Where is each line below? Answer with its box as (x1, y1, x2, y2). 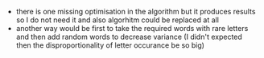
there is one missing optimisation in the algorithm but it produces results (15, 7, 256, 16)
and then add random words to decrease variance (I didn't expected (15, 32, 243, 41)
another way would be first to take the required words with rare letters (15, 24, 249, 33)
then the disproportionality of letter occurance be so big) (15, 41, 205, 50)
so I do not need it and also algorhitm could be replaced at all (15, 15, 220, 25)
